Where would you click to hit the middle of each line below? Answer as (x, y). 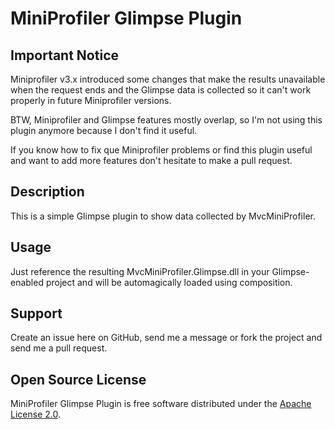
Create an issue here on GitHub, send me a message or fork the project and (166, 338)
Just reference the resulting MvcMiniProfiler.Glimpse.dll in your (140, 271)
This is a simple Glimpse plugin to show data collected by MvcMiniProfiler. (163, 216)
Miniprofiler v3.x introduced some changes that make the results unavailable (168, 79)
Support (36, 313)
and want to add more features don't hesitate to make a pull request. (151, 160)
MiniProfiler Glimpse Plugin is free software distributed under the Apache (161, 404)
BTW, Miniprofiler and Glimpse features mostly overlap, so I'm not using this (166, 120)
